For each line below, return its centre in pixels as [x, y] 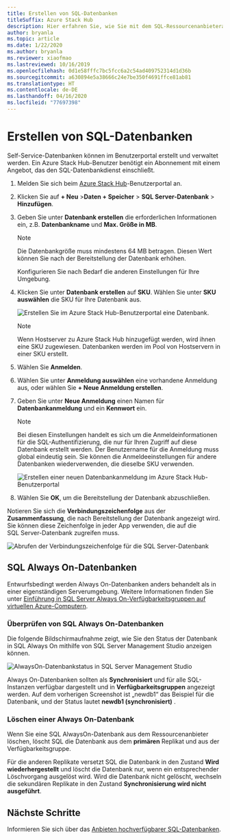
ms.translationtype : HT [41, 84]
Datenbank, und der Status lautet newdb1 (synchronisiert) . [91, 701]
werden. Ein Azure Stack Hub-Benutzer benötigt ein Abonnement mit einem [114, 162]
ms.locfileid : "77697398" [44, 103]
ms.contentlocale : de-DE [42, 90]
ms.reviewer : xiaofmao [39, 58]
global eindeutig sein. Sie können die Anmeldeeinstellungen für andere [117, 456]
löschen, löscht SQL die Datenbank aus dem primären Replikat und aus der [113, 741]
